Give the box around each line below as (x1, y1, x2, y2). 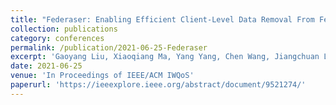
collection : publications (10, 24, 118, 34)
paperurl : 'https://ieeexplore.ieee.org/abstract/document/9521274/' (10, 80, 307, 90)
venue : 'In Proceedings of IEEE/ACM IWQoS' (10, 71, 195, 81)
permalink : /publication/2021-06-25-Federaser (10, 42, 208, 53)
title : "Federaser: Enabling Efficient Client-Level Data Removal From (10, 14, 315, 25)
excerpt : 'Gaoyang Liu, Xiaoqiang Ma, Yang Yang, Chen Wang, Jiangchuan (10, 52, 320, 62)
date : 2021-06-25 (10, 61, 83, 71)
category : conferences (10, 33, 105, 43)
